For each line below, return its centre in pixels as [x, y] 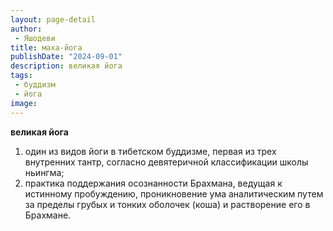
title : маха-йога [46, 47]
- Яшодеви [35, 38]
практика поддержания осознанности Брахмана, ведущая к [153, 183]
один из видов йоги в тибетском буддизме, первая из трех [150, 151]
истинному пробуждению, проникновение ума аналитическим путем [174, 193]
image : [24, 103]
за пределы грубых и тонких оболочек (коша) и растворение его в [167, 204]
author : [26, 29]
